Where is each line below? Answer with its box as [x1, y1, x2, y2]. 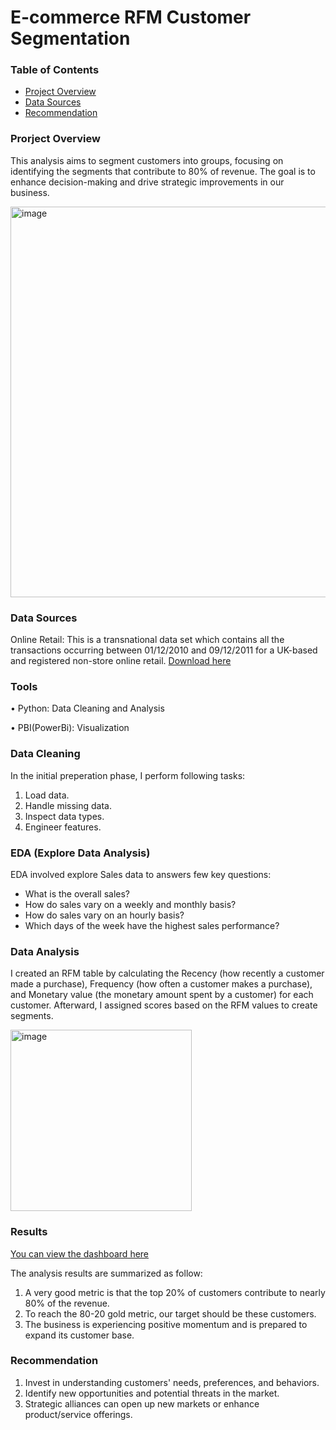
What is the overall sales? [24, 887, 131, 900]
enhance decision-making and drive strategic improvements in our [10, 176, 285, 188]
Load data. [24, 789, 70, 801]
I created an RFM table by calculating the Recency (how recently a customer [10, 967, 325, 980]
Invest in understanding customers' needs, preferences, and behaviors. [24, 1376, 320, 1388]
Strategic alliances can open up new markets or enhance [24, 1397, 260, 1410]
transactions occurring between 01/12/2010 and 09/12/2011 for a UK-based [10, 644, 318, 656]
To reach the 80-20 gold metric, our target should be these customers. [24, 1307, 317, 1320]
